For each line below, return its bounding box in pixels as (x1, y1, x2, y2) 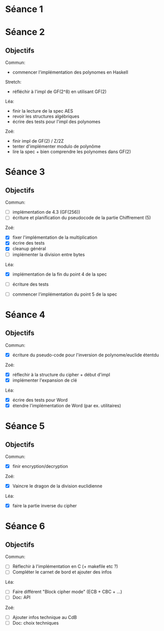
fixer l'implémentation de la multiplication (12, 234, 97, 241)
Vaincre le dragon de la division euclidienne (12, 483, 102, 489)
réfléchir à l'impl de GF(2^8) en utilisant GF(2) (12, 89, 106, 95)
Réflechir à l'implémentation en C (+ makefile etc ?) (12, 563, 118, 569)
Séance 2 (5, 27, 45, 38)
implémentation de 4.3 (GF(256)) (12, 209, 80, 215)
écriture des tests (12, 281, 49, 287)
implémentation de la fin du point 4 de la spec (12, 271, 107, 277)
